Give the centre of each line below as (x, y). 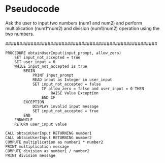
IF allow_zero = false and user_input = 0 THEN (93, 89)
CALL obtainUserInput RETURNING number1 (49, 133)
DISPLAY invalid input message (65, 106)
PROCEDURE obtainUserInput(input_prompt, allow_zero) (63, 53)
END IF (48, 97)
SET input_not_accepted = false (67, 84)
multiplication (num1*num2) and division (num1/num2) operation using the (82, 28)
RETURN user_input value (41, 124)
